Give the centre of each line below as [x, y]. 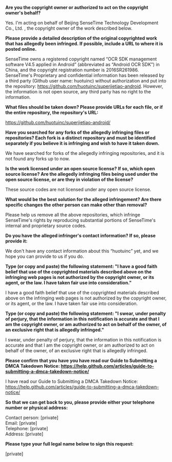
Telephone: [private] [27, 428]
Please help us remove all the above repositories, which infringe [73, 215]
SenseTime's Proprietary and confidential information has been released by [85, 75]
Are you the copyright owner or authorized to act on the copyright [77, 7]
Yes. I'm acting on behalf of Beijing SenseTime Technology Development [82, 23]
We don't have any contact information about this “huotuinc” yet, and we [82, 251]
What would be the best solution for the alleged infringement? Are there [83, 199]
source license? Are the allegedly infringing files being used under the [82, 174]
